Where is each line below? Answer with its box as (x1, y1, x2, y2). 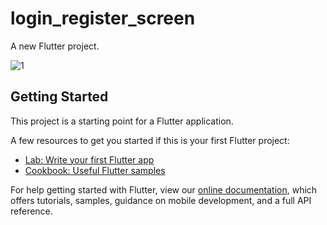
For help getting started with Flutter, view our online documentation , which (10, 183, 318, 196)
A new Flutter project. (10, 40, 100, 52)
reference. (10, 205, 53, 217)
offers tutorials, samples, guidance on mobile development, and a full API (10, 194, 312, 206)
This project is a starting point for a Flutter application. (10, 115, 234, 127)
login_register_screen (10, 7, 196, 30)
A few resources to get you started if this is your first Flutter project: (10, 134, 290, 146)
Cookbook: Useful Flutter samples (24, 164, 166, 176)
